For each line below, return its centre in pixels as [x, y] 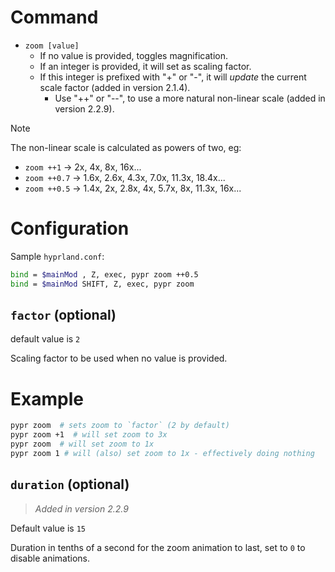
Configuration [70, 228]
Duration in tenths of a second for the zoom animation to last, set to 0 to [158, 547]
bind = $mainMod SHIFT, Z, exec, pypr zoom [102, 284]
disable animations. [50, 558]
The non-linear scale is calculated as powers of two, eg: [126, 147]
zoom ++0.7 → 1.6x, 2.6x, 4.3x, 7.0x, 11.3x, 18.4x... [125, 177]
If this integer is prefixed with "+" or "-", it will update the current [173, 77]
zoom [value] [52, 46]
